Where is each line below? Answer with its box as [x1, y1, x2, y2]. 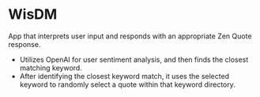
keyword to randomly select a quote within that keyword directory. [19, 80, 236, 89]
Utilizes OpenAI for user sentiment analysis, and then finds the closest [19, 55, 249, 64]
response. [8, 39, 41, 48]
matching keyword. [19, 63, 83, 72]
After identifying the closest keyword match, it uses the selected [19, 71, 230, 81]
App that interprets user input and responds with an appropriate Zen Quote [8, 31, 252, 41]
